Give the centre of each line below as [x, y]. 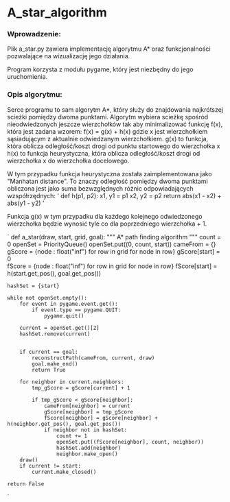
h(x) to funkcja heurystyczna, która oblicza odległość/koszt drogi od [104, 153]
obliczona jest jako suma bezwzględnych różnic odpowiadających [100, 188]
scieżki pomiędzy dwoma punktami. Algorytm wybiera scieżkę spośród [108, 117]
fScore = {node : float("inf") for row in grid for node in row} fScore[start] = [112, 266]
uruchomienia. [27, 77]
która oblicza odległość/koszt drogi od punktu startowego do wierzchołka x [114, 146]
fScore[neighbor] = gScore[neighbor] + [101, 418]
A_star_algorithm [57, 13]
